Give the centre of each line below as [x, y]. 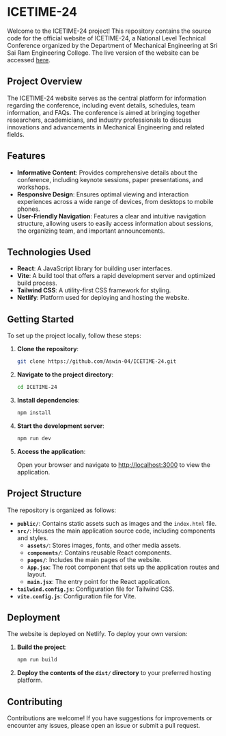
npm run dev [34, 438]
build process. [37, 283]
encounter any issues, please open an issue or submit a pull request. [104, 725]
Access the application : [51, 451]
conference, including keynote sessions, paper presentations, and [110, 179]
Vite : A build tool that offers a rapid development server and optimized [116, 276]
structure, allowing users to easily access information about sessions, [115, 223]
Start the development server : [60, 426]
